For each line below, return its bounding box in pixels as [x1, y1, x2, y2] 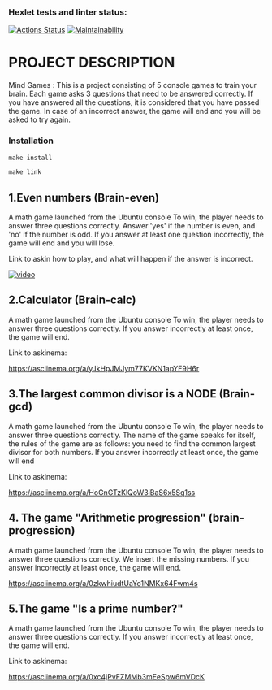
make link [8, 168, 42, 176]
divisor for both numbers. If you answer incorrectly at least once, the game [8, 447, 259, 457]
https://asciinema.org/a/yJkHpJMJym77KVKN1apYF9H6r [8, 363, 200, 373]
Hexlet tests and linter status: [8, 7, 127, 18]
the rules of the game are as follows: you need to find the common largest [8, 438, 256, 449]
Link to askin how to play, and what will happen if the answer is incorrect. [8, 254, 253, 264]
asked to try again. [8, 115, 71, 124]
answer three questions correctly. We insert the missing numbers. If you [8, 553, 250, 563]
